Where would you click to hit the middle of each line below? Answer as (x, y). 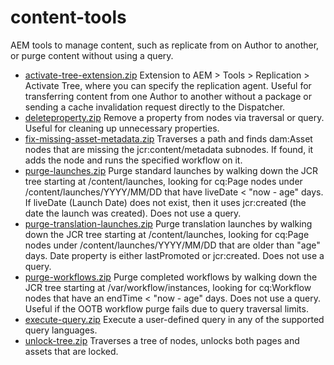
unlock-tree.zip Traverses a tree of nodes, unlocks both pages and (162, 340)
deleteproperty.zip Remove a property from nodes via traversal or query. (174, 117)
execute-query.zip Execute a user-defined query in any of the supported (174, 319)
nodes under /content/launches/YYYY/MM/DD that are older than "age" (172, 245)
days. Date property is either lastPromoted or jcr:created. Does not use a (174, 255)
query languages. (61, 330)
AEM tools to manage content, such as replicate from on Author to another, (165, 45)
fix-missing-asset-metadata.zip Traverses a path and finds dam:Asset (168, 138)
